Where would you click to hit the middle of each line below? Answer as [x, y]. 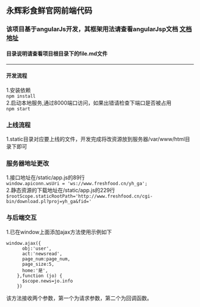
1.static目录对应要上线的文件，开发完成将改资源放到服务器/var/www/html [96, 139]
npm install [21, 96]
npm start [18, 109]
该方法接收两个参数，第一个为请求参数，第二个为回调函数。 [79, 298]
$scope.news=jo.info [47, 281]
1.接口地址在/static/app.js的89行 [46, 177]
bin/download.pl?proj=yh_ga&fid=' [49, 202]
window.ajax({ [24, 243]
